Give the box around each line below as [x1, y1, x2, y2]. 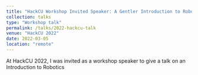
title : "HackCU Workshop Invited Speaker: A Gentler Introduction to [6, 8, 181, 15]
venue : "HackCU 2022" [6, 30, 60, 36]
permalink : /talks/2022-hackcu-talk [6, 25, 96, 31]
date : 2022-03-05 [6, 36, 49, 42]
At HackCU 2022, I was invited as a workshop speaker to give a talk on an [6, 57, 186, 64]
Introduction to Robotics [6, 63, 65, 70]
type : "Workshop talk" [6, 19, 62, 25]
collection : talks [6, 14, 51, 20]
